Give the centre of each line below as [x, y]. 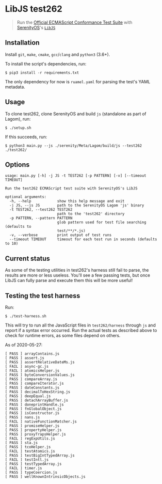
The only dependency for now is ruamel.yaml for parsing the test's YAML [78, 81]
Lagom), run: [18, 119]
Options [17, 164]
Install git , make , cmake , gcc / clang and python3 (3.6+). [57, 54]
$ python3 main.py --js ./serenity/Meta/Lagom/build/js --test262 [73, 146]
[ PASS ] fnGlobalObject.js [33, 409]
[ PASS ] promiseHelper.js [32, 426]
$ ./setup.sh [18, 128]
